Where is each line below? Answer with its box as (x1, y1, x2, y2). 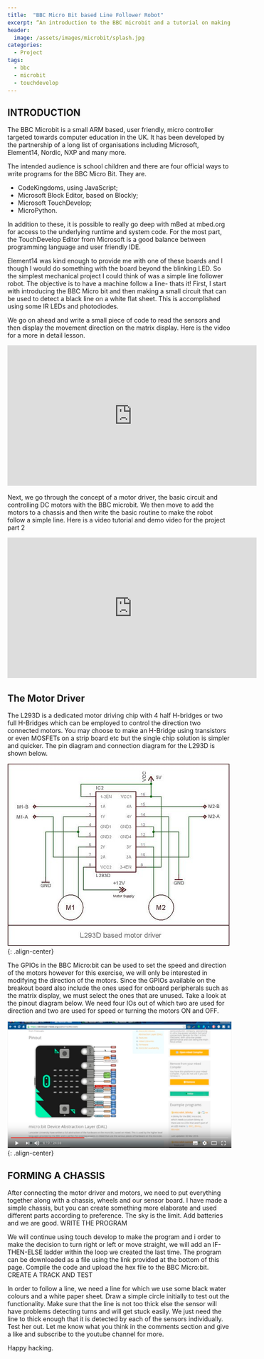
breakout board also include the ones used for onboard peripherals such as (7, 984, 229, 992)
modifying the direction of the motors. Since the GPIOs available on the (7, 976, 216, 985)
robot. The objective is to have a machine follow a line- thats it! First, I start (7, 279, 226, 288)
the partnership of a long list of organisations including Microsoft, (7, 141, 199, 149)
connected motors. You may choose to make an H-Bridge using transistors (7, 727, 226, 735)
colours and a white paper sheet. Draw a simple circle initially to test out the (7, 1292, 230, 1300)
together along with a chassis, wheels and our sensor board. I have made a (7, 1196, 228, 1205)
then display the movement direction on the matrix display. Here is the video (7, 323, 231, 332)
